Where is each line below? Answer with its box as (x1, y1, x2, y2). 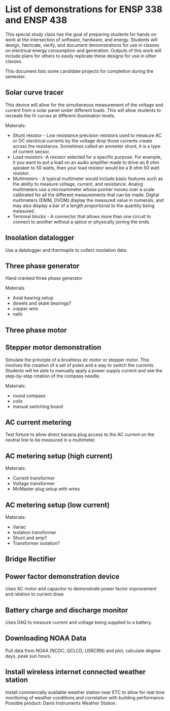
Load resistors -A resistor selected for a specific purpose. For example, (12, 154, 162, 160)
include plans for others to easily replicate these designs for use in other (5, 52, 157, 59)
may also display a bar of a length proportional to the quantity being (12, 202, 155, 209)
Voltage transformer (12, 481, 55, 487)
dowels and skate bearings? (12, 300, 72, 306)
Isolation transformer (12, 529, 57, 536)
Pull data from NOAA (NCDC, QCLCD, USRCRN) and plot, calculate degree (5, 647, 161, 654)
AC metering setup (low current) (5, 500, 110, 509)
